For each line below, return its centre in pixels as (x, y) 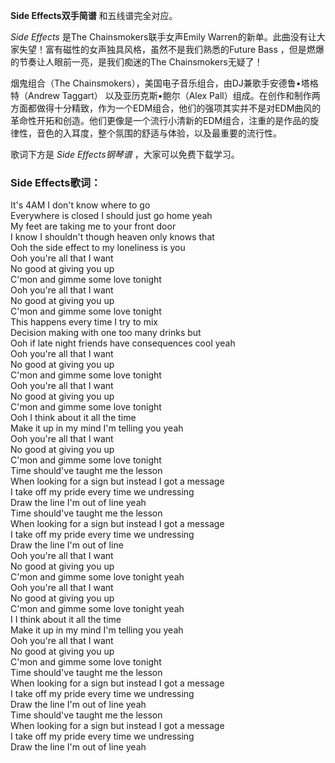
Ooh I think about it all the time (73, 418)
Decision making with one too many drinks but (106, 333)
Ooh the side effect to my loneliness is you (98, 248)
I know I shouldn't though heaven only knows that (112, 237)
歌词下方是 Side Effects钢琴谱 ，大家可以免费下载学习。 (125, 154)
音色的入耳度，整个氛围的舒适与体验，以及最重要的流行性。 (159, 133)
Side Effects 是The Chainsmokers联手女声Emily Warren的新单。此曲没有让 (163, 37)
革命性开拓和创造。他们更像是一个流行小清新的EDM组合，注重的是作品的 (160, 120)
